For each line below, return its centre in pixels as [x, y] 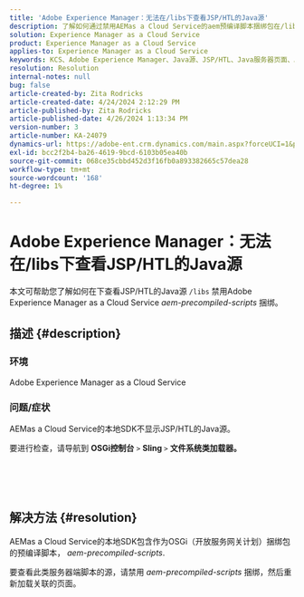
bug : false [30, 85]
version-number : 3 [44, 128]
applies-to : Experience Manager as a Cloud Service [109, 52]
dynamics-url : [36, 144]
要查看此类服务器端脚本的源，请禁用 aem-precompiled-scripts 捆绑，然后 [147, 572]
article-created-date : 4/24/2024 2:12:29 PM [95, 102]
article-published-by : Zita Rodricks [81, 111]
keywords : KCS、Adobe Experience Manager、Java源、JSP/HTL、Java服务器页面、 [152, 60]
